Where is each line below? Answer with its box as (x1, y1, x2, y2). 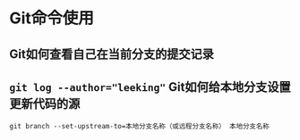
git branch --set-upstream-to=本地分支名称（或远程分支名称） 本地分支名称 (9, 122, 270, 131)
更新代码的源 (9, 95, 81, 111)
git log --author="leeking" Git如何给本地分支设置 (9, 79, 291, 95)
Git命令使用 (9, 8, 94, 29)
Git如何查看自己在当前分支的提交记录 (9, 46, 215, 62)
